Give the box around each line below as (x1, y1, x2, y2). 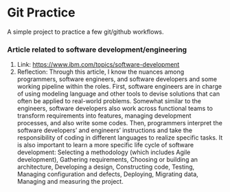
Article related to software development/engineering (7, 45, 187, 54)
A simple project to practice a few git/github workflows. (7, 28, 164, 36)
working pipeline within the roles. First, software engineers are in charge (16, 83, 222, 91)
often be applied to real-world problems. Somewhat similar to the (16, 97, 201, 105)
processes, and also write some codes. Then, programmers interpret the (16, 119, 223, 127)
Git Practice (7, 5, 76, 21)
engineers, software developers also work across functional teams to (16, 105, 213, 113)
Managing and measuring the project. (16, 178, 124, 186)
